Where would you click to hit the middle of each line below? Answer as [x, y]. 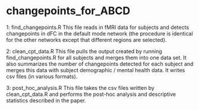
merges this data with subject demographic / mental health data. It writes [96, 70]
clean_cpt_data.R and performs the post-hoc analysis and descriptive [91, 94]
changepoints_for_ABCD [68, 11]
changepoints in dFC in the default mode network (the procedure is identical [99, 33]
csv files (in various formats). [42, 76]
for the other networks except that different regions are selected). [87, 40]
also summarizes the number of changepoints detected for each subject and [100, 64]
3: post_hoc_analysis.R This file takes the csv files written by [80, 88]
